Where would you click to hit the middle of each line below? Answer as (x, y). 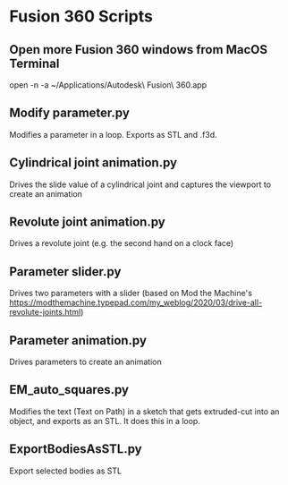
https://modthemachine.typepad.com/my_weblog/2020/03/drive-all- (136, 302)
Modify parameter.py (69, 113)
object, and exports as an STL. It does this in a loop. (105, 421)
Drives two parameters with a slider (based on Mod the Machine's (131, 294)
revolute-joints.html (45, 312)
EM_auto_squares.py (69, 390)
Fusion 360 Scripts (81, 17)
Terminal (34, 63)
